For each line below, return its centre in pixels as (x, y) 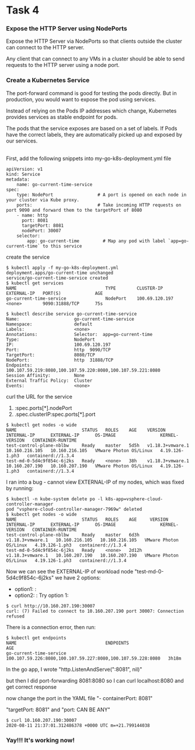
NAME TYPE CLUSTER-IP (85, 288)
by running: (20, 488)
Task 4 (23, 10)
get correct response (32, 687)
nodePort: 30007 (41, 230)
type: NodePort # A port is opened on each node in (102, 195)
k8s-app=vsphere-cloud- (134, 499)
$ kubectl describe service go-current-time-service (72, 314)
